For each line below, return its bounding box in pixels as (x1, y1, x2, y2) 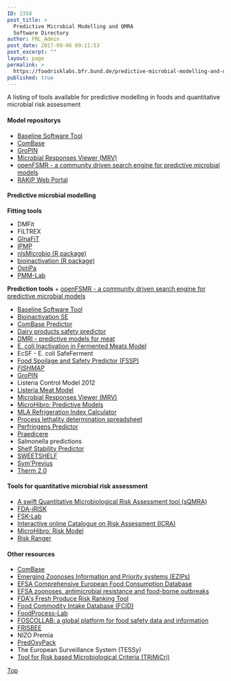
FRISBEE (16, 624, 42, 632)
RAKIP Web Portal (16, 175, 68, 183)
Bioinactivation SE (16, 312, 69, 321)
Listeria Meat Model (16, 385, 74, 394)
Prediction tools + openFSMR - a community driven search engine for (7, 284, 206, 293)
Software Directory (13, 29, 69, 37)
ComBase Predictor (16, 320, 73, 328)
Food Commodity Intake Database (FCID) (16, 602, 134, 610)
